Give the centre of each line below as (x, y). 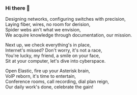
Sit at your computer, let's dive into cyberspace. (56, 61)
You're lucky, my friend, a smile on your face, (53, 56)
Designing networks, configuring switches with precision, (65, 19)
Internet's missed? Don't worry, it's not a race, (54, 51)
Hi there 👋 (18, 8)
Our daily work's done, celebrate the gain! (49, 87)
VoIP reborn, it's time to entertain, (41, 76)
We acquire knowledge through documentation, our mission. (69, 35)
